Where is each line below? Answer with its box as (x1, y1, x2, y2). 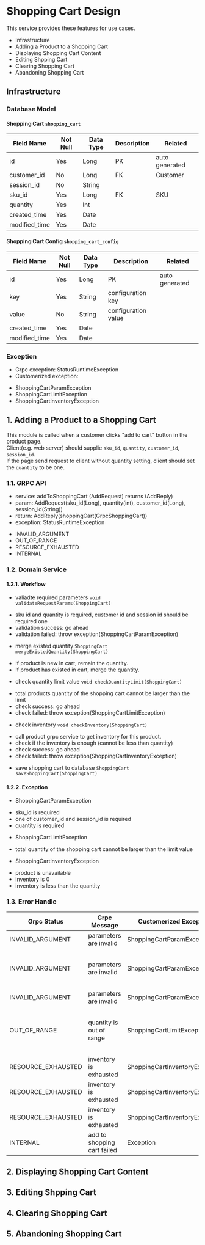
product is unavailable (15, 869, 71, 877)
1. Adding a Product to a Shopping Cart (6, 415, 157, 425)
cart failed (88, 1145, 118, 1154)
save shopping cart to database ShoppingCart (15, 764, 129, 772)
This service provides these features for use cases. (6, 24, 135, 32)
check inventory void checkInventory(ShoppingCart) (15, 721, 148, 728)
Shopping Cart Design (6, 4, 121, 18)
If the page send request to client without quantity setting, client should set (6, 457, 195, 464)
